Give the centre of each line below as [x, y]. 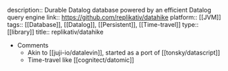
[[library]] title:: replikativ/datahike [55, 32]
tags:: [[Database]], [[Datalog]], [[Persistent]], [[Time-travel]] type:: [103, 24]
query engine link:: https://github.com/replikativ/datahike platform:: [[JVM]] [114, 17]
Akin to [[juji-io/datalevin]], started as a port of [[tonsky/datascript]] [124, 52]
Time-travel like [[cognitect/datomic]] [81, 60]
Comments [33, 45]
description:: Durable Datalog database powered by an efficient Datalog [110, 10]
